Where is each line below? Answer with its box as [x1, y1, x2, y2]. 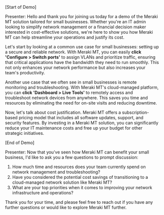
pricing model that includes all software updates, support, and [19, 115, 144, 120]
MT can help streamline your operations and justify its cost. [5, 34, 124, 40]
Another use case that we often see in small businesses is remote [5, 79, 137, 85]
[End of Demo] [5, 140, 35, 146]
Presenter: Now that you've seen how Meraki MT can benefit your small [5, 149, 149, 155]
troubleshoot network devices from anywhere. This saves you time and [5, 95, 148, 101]
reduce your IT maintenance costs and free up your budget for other [5, 125, 143, 131]
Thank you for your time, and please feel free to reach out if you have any [5, 199, 153, 205]
